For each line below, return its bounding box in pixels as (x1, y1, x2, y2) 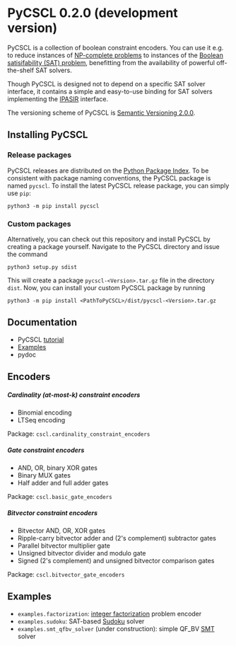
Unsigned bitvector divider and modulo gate (17, 549, 146, 558)
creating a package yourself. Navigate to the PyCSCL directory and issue (7, 242, 220, 250)
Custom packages (7, 219, 71, 229)
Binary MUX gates (17, 471, 71, 480)
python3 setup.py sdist (7, 263, 78, 270)
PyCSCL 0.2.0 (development (7, 5, 178, 21)
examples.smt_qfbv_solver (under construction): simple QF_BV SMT (17, 624, 215, 633)
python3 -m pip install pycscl (7, 202, 100, 209)
